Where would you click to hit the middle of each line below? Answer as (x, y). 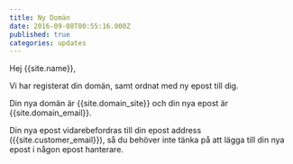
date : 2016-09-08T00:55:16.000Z (70, 26)
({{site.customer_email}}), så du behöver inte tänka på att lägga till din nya (147, 140)
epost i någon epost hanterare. (67, 150)
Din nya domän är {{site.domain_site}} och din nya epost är (119, 104)
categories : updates (48, 43)
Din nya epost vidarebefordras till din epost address (105, 131)
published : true (40, 34)
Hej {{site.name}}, (43, 68)
